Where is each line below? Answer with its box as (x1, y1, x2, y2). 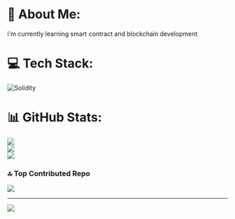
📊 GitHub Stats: (7, 109, 103, 126)
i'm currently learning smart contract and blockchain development (7, 29, 198, 38)
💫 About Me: (7, 6, 81, 22)
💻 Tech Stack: (7, 55, 94, 72)
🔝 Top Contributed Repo (7, 168, 91, 178)
